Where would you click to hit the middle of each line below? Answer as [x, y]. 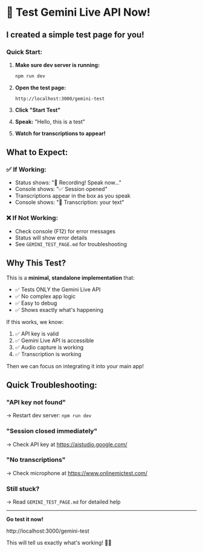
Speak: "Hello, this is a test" [50, 122]
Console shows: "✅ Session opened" [61, 189]
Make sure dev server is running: [57, 65]
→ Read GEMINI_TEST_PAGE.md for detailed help [63, 502]
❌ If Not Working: [32, 218]
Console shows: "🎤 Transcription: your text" [70, 203]
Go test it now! [25, 519]
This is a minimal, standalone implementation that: [70, 278]
